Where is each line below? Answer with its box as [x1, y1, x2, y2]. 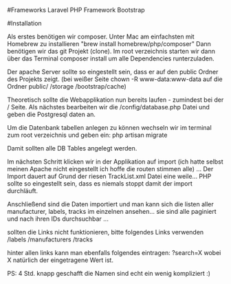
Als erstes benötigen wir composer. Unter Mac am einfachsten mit [7, 32, 195, 41]
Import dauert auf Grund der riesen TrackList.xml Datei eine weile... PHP [7, 172, 212, 180]
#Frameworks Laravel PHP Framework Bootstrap [7, 6, 146, 14]
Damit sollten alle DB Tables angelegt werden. [7, 144, 137, 152]
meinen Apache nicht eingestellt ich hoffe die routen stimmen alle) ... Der [7, 165, 214, 173]
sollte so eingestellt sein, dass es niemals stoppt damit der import [7, 179, 192, 188]
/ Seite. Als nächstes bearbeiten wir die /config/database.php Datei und [7, 103, 210, 111]
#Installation [7, 19, 43, 27]
